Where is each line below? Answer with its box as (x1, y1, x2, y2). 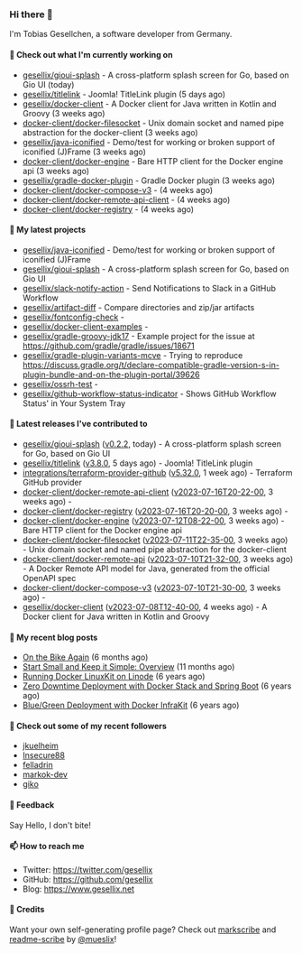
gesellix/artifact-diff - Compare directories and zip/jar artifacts (22, 301, 255, 312)
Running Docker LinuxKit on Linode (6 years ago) (22, 671, 206, 682)
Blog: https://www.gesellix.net (22, 884, 135, 894)
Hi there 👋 (9, 8, 54, 21)
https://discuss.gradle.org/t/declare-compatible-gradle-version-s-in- (22, 359, 279, 370)
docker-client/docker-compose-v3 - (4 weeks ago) (22, 184, 214, 195)
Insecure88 (22, 750, 66, 761)
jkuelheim (22, 740, 59, 752)
